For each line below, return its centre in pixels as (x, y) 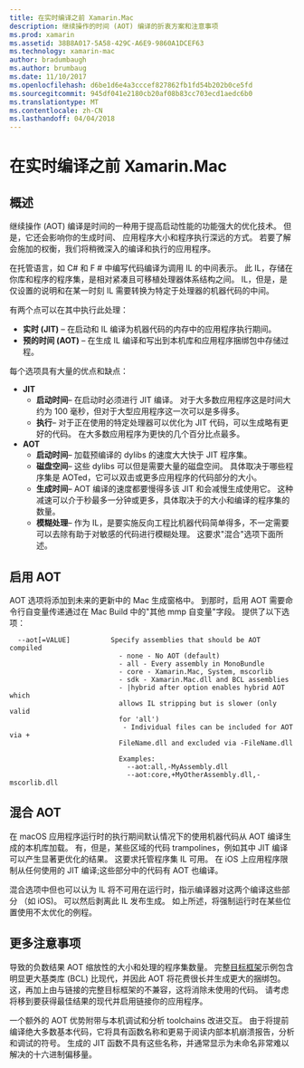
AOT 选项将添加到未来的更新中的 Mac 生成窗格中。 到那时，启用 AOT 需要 (147, 600)
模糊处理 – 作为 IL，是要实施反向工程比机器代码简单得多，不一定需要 (162, 523)
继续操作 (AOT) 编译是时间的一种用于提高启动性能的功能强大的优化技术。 (146, 226)
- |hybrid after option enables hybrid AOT (202, 688)
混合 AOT (35, 813)
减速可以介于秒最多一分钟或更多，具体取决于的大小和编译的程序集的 (163, 500)
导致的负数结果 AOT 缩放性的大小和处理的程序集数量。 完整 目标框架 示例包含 (152, 967)
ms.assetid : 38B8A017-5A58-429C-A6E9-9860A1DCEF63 (107, 43)
